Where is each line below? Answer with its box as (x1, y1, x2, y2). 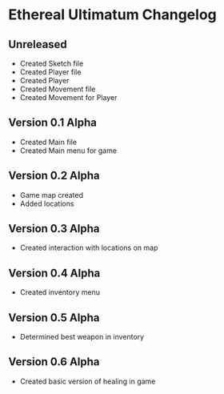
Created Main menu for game (19, 146, 118, 155)
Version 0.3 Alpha (8, 222, 100, 235)
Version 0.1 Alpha (8, 116, 98, 130)
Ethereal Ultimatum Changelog (8, 6, 218, 24)
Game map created (19, 190, 84, 199)
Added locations (19, 199, 74, 208)
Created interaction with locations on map (19, 243, 158, 253)
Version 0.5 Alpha (8, 311, 100, 324)
